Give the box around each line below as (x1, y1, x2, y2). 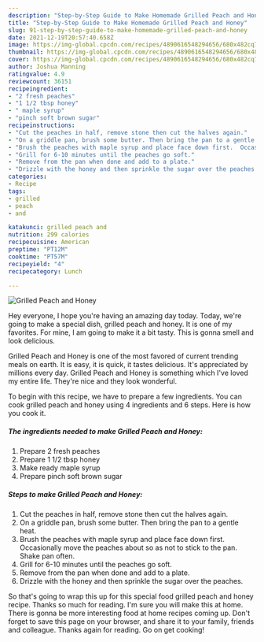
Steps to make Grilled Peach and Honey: (8, 489, 143, 499)
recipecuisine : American (8, 238, 90, 247)
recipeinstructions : (8, 121, 76, 129)
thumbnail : (8, 48, 44, 56)
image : (8, 41, 30, 49)
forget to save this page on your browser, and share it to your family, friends (8, 617, 255, 626)
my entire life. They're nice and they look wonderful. (8, 377, 178, 386)
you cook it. (8, 409, 46, 418)
